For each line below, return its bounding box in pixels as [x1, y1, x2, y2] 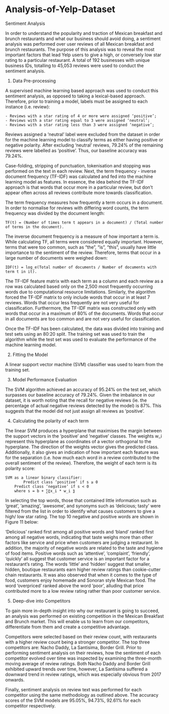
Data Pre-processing [12, 78, 56, 84]
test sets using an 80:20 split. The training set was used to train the [5, 331, 145, 337]
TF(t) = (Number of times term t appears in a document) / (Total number [5, 220, 164, 225]
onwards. [5, 676, 25, 683]
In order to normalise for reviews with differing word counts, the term [5, 204, 149, 211]
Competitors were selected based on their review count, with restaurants [5, 633, 157, 639]
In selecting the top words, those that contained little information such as [5, 497, 157, 503]
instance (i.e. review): [5, 103, 50, 110]
